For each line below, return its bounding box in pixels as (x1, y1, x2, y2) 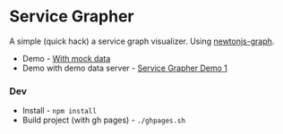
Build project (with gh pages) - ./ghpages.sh (21, 114, 186, 126)
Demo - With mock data (21, 53, 111, 63)
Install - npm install (21, 105, 97, 116)
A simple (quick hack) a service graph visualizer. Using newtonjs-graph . (9, 36, 275, 46)
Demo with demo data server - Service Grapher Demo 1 (21, 63, 228, 73)
